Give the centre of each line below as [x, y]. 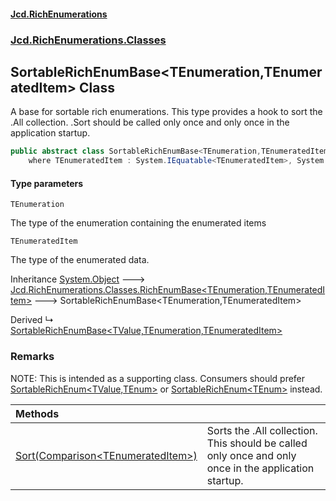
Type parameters [47, 183]
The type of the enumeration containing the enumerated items [138, 223]
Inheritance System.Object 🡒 [78, 279]
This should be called [257, 443]
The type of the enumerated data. [80, 260]
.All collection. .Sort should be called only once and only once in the [150, 122]
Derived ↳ [32, 320]
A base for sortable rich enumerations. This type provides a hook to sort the [166, 112]
